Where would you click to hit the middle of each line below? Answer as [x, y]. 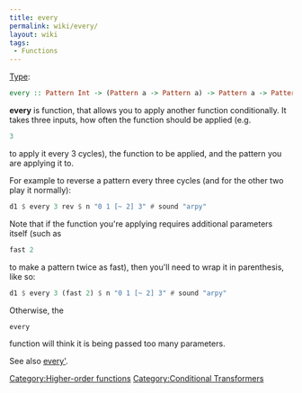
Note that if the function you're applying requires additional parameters [141, 223]
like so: [22, 276]
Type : [20, 76]
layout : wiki [34, 34]
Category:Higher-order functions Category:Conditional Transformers [137, 379]
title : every [34, 18]
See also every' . [39, 362]
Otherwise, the [37, 310]
